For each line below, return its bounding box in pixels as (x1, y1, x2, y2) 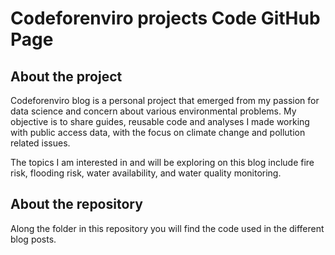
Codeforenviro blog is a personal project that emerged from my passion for (10, 95, 320, 106)
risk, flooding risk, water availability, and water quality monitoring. (10, 167, 282, 179)
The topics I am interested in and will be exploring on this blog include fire (10, 157, 315, 168)
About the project (10, 68, 123, 85)
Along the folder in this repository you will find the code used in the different (10, 222, 325, 234)
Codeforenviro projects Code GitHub (10, 7, 321, 30)
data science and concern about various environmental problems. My (10, 105, 297, 117)
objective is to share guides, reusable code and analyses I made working (10, 116, 310, 127)
